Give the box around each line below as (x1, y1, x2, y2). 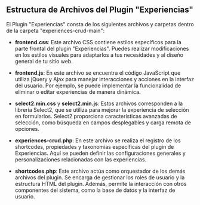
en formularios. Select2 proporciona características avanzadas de (14, 112, 177, 120)
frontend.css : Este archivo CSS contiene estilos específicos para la (14, 38, 182, 45)
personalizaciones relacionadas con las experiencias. (14, 155, 147, 163)
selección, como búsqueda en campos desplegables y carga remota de (14, 119, 191, 126)
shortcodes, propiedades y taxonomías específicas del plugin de (14, 143, 174, 150)
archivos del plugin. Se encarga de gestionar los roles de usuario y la (14, 173, 185, 181)
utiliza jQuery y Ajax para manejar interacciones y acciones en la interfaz (14, 75, 195, 82)
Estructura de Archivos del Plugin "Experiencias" (6, 5, 194, 15)
